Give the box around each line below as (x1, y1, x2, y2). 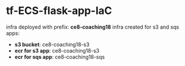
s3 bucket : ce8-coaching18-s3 (14, 41, 90, 48)
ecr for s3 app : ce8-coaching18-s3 (14, 47, 100, 54)
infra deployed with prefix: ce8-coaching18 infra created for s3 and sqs (6, 23, 179, 30)
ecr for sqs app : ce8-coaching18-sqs (14, 53, 105, 60)
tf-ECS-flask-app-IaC (6, 4, 113, 18)
